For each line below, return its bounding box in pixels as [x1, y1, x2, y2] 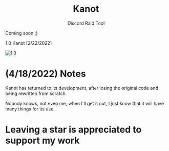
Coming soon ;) [5, 30, 38, 36]
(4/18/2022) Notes [5, 68, 86, 80]
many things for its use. [5, 106, 55, 112]
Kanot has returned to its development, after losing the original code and [5, 85, 159, 91]
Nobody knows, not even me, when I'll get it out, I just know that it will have [5, 100, 164, 106]
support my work [5, 135, 80, 146]
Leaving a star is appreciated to [5, 124, 142, 136]
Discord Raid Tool [67, 20, 105, 26]
